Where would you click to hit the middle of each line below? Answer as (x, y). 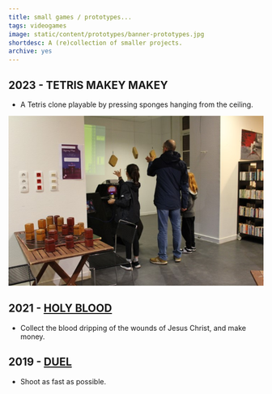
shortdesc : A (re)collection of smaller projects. (96, 43)
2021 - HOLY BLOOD (60, 309)
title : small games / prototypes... (70, 17)
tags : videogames (38, 25)
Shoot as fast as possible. (63, 381)
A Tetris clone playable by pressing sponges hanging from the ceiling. (136, 104)
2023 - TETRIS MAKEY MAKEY (88, 85)
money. (32, 337)
